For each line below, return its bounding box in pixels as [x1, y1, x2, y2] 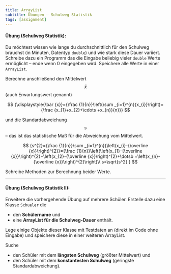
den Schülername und [12, 211, 61, 217]
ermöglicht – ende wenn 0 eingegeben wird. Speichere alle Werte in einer [5, 60, 159, 66]
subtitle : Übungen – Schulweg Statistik [5, 12, 93, 17]
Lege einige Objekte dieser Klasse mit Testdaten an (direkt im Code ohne [5, 227, 158, 233]
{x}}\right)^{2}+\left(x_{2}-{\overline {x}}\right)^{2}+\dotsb [11, 153, 134, 159]
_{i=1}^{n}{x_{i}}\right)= [114, 101, 164, 107]
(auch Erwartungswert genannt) [5, 91, 72, 97]
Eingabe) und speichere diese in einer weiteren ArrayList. [5, 232, 126, 238]
